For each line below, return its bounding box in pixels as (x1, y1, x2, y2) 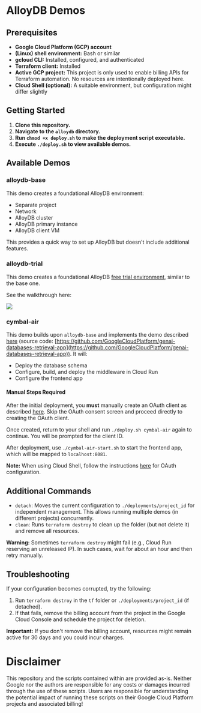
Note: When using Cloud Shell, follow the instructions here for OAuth (6, 462, 177, 469)
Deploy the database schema (14, 362, 88, 369)
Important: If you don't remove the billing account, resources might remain (6, 627, 192, 634)
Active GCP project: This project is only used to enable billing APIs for (14, 69, 189, 76)
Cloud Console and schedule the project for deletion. (14, 616, 146, 623)
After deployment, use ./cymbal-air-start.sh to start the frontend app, (6, 444, 183, 451)
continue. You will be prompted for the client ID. (6, 433, 124, 440)
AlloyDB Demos (6, 4, 86, 17)
